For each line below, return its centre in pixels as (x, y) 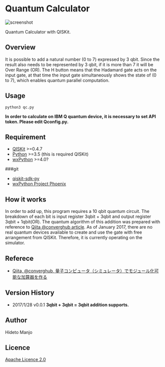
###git (12, 169)
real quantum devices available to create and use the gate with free (74, 232)
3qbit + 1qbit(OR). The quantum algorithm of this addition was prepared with (83, 222)
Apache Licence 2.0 (25, 360)
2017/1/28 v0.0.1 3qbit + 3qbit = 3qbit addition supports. (71, 305)
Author (16, 320)
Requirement (25, 137)
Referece (19, 258)
